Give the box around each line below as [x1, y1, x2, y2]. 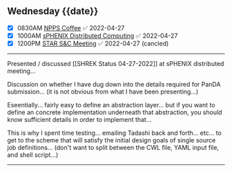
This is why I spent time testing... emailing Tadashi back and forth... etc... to [7, 129, 222, 137]
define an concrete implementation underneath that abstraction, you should [7, 108, 222, 116]
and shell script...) [7, 151, 59, 159]
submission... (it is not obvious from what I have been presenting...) [7, 87, 199, 96]
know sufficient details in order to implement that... [7, 116, 152, 123]
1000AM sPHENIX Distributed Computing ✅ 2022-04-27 [17, 31, 178, 40]
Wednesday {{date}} [7, 6, 99, 17]
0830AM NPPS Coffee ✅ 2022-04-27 [17, 23, 125, 32]
